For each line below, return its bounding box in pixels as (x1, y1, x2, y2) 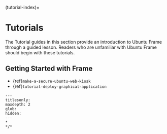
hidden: (5, 111, 22, 116)
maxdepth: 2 (5, 102, 30, 107)
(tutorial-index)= (5, 5, 40, 10)
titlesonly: (5, 97, 30, 103)
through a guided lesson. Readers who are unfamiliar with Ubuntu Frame (5, 44, 157, 50)
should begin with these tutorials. (5, 49, 75, 55)
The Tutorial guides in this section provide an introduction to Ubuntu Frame (5, 39, 162, 45)
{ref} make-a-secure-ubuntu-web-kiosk (12, 78, 91, 84)
